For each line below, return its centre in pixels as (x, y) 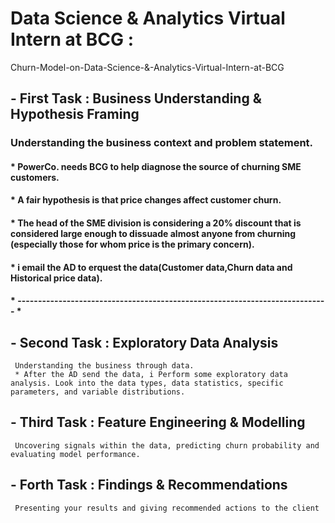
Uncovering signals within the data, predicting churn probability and (167, 445)
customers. (35, 177)
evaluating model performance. (75, 454)
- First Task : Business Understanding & (136, 98)
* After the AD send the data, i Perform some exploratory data (151, 375)
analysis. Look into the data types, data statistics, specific (147, 383)
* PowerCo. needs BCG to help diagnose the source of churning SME (156, 166)
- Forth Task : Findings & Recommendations (149, 485)
